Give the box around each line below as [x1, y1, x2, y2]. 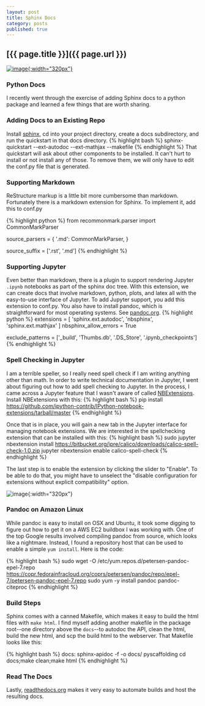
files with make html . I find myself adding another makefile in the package [6, 619, 191, 626]
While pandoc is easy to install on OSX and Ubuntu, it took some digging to [6, 519, 196, 526]
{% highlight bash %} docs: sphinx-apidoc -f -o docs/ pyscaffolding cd [6, 651, 186, 658]
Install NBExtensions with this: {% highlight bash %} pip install [6, 396, 163, 403]
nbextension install [6, 440, 54, 448]
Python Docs [6, 80, 46, 89]
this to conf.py [6, 205, 43, 212]
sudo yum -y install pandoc [88, 577, 157, 584]
